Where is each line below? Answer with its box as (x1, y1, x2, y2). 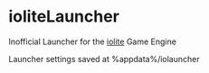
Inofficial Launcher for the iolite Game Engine (8, 36, 177, 47)
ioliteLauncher (8, 6, 119, 27)
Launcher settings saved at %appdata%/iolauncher (8, 53, 200, 64)
